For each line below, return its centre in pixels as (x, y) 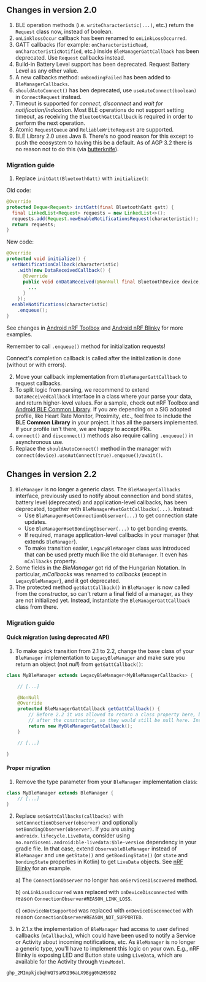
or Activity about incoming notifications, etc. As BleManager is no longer (105, 942)
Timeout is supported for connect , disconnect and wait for (89, 103)
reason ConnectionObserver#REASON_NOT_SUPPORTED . (79, 917)
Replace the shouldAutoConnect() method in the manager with (93, 448)
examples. (19, 334)
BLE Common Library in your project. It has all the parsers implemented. (107, 422)
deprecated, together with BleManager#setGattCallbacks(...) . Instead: (105, 509)
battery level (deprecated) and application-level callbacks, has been (101, 502)
